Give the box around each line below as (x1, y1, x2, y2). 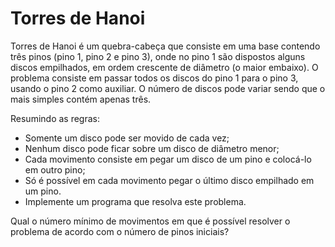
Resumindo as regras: (10, 112, 100, 124)
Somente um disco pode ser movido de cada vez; (24, 132, 230, 144)
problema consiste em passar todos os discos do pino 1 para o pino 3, (10, 72, 299, 84)
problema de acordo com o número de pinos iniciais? (10, 225, 230, 237)
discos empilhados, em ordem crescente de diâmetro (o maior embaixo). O (10, 61, 319, 73)
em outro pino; (24, 163, 86, 176)
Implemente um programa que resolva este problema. (24, 195, 247, 207)
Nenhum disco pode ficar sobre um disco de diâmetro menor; (24, 142, 280, 154)
